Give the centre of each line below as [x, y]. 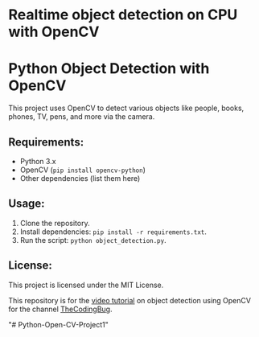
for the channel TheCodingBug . [60, 309]
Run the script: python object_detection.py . [93, 240]
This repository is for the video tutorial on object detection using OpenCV [130, 300]
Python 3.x [38, 161]
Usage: [27, 204]
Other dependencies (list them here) [80, 178]
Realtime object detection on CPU [123, 15]
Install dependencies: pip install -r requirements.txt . [113, 232]
